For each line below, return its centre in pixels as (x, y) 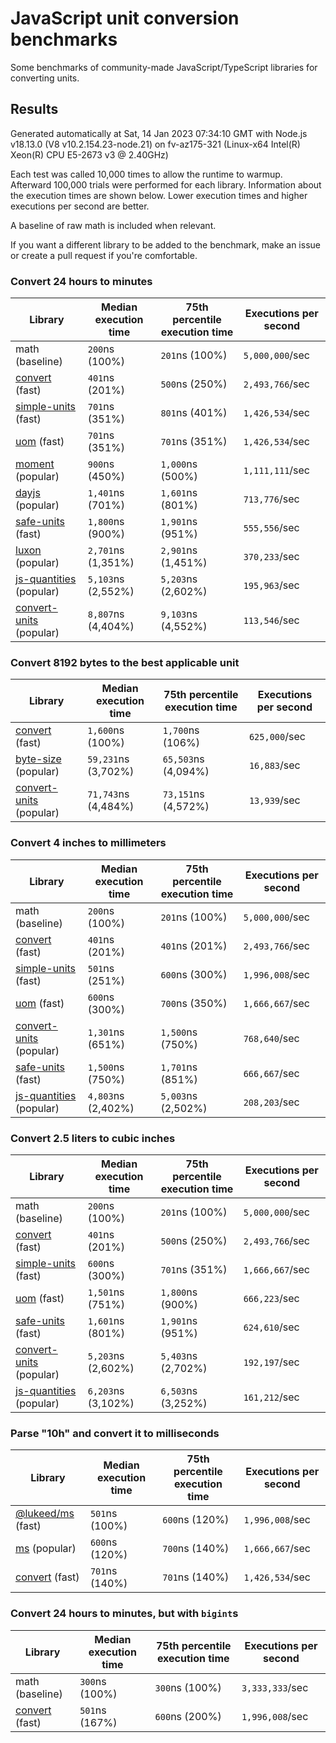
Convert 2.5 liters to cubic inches (93, 1138)
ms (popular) (46, 1549)
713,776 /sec (271, 499)
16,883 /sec (274, 765)
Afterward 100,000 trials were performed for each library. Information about (166, 184)
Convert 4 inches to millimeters (88, 843)
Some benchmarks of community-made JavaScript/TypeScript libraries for (164, 67)
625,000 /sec (277, 737)
